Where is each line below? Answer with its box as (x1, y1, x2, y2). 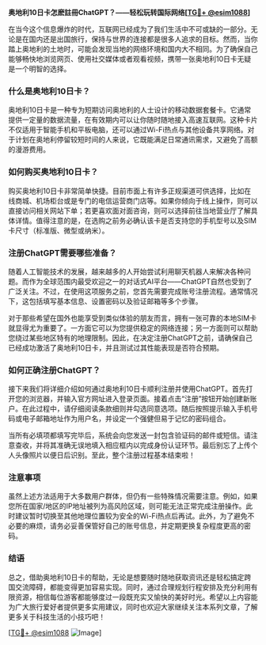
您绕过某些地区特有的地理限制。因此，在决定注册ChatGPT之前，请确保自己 (8, 332, 253, 343)
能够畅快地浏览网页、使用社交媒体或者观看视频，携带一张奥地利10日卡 (8, 55, 237, 63)
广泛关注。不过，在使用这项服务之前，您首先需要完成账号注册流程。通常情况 (8, 286, 258, 296)
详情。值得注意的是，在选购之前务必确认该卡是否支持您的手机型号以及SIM (14, 215, 257, 225)
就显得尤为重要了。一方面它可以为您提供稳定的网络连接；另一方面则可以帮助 (8, 323, 258, 332)
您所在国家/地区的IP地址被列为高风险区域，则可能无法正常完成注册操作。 (8, 502, 246, 511)
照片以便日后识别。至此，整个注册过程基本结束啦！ (28, 450, 196, 460)
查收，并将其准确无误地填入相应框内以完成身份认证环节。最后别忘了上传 (14, 441, 251, 450)
